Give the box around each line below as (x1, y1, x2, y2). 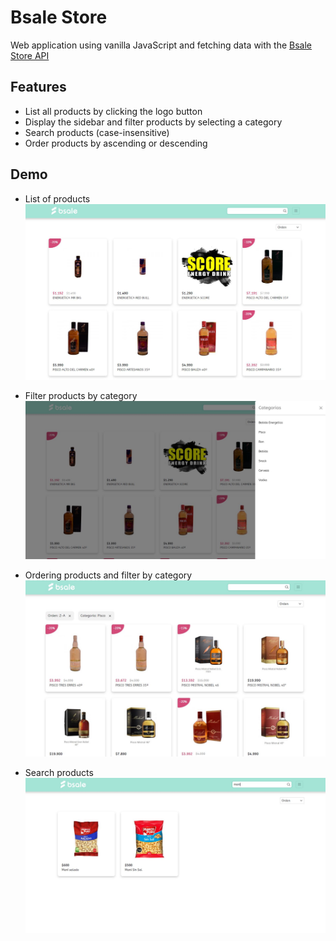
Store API (10, 49, 50, 61)
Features (10, 79, 67, 96)
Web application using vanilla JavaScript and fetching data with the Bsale (10, 39, 312, 51)
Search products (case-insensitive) (24, 126, 170, 138)
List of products (24, 192, 91, 205)
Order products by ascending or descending (24, 137, 208, 149)
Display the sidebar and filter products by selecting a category (24, 116, 283, 128)
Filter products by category (24, 390, 138, 402)
